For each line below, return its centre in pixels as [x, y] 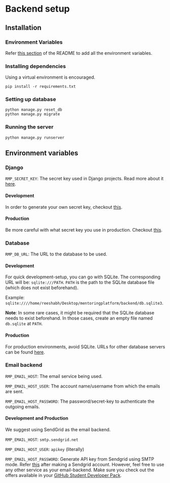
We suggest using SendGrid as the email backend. [58, 430]
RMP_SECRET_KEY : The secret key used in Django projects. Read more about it [84, 179]
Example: [15, 298]
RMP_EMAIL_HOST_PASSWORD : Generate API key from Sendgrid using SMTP [80, 459]
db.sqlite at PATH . [24, 324]
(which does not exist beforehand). [42, 288]
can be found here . [25, 352]
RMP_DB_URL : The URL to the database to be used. [56, 254]
